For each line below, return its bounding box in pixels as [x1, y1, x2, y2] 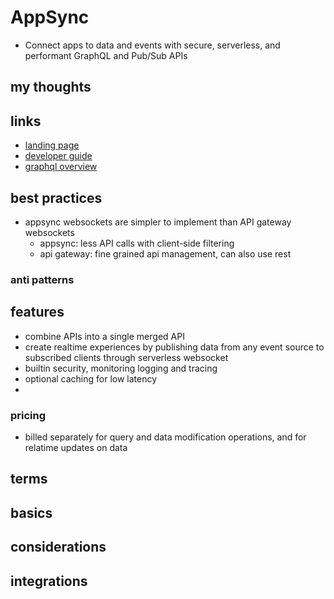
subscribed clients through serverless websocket [24, 351, 229, 363]
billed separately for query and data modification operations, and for [24, 431, 307, 443]
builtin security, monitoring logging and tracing [24, 362, 218, 374]
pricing [10, 408, 47, 422]
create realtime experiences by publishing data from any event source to [24, 341, 325, 353]
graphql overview [24, 161, 98, 173]
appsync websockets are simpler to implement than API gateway [24, 216, 292, 228]
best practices [10, 189, 103, 206]
